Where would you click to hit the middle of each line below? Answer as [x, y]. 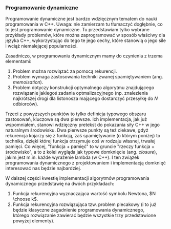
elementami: [18, 61]
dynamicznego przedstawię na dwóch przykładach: [60, 184]
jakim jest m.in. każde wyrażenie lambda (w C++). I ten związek [72, 157]
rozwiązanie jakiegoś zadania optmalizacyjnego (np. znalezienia [80, 93]
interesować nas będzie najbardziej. [43, 169]
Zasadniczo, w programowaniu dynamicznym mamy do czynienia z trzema [84, 56]
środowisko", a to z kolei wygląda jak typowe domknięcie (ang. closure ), [81, 152]
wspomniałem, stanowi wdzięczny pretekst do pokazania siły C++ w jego [83, 125]
